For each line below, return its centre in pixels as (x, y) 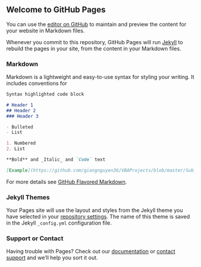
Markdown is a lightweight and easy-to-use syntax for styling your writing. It (100, 77)
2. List (16, 149)
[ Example (17, 170)
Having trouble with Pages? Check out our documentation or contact (91, 251)
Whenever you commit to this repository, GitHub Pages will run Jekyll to (95, 42)
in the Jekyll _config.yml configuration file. (59, 223)
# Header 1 (20, 105)
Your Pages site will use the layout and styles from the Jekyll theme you (95, 210)
